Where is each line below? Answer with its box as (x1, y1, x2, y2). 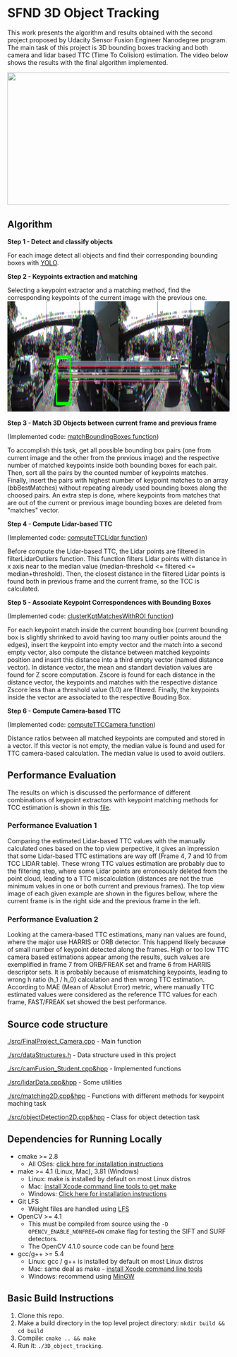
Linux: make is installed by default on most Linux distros (28, 1174, 191, 1183)
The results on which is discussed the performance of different (7, 788, 190, 797)
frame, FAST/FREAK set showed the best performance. (7, 998, 167, 1006)
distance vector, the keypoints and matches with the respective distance (7, 677, 218, 686)
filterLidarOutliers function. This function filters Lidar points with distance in (7, 554, 227, 562)
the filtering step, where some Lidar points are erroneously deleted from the (7, 867, 228, 875)
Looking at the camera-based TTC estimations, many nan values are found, (7, 930, 227, 939)
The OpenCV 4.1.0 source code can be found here (28, 1242, 174, 1250)
